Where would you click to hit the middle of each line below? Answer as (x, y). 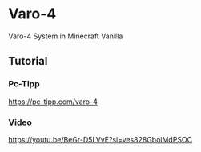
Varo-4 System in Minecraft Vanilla (66, 36)
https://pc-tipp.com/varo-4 (53, 102)
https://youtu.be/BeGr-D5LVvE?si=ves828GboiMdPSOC (100, 139)
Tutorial (28, 61)
